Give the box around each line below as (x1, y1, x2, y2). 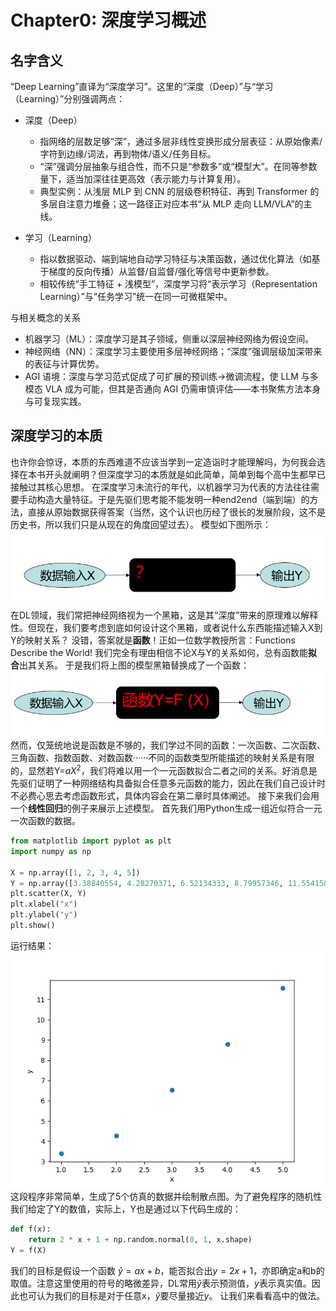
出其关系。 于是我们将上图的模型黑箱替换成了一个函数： (19, 659, 250, 671)
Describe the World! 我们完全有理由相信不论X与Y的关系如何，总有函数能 (10, 646, 309, 658)
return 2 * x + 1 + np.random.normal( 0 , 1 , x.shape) (28, 1234, 253, 1245)
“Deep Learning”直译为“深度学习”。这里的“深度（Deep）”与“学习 (10, 81, 274, 92)
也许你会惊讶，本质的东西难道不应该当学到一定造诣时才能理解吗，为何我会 (10, 456, 317, 468)
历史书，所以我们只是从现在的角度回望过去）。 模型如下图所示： (10, 518, 272, 530)
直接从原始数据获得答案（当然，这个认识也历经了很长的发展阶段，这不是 (27, 506, 326, 518)
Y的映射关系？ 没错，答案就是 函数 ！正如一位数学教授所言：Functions (10, 634, 296, 646)
